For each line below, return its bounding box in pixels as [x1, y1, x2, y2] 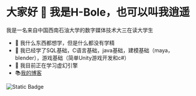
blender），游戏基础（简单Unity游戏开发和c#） [14, 54, 130, 61]
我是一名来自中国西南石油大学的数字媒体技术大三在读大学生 [6, 26, 153, 34]
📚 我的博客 [14, 69, 42, 76]
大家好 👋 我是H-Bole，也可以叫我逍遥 [6, 5, 190, 19]
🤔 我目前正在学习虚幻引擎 [14, 61, 78, 69]
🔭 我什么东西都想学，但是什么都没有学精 [14, 39, 115, 46]
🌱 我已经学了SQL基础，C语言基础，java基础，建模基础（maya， [14, 46, 174, 54]
